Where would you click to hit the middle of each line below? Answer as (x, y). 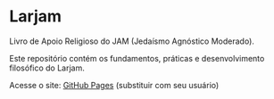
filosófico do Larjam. (47, 68)
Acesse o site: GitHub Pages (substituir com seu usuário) (114, 85)
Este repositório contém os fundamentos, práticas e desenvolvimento (137, 58)
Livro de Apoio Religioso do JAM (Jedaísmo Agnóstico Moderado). (132, 41)
